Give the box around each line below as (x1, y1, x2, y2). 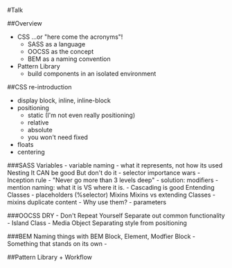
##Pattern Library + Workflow (7, 253, 92, 261)
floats (17, 141, 34, 148)
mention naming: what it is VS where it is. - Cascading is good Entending (7, 184, 215, 191)
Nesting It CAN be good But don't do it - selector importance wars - (7, 169, 201, 177)
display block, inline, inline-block (17, 96, 111, 105)
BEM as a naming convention (27, 55, 111, 63)
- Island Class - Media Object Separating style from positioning (7, 219, 187, 227)
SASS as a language (27, 40, 86, 48)
